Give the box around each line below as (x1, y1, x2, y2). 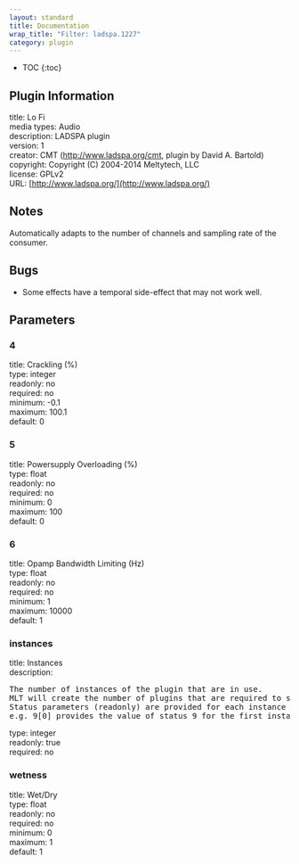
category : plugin (9, 37, 74, 47)
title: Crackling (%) (9, 359, 78, 370)
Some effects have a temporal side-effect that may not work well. (21, 286, 263, 297)
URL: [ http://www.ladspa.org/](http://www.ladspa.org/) (9, 178, 211, 189)
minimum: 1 (9, 596, 51, 606)
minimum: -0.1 (9, 398, 61, 408)
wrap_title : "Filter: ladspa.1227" (9, 29, 141, 38)
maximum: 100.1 (9, 407, 68, 417)
